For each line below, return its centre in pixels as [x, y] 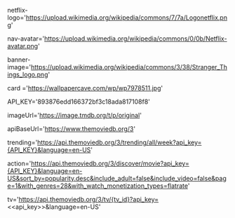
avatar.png [23, 46]
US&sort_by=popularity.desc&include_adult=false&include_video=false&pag [117, 178]
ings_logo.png [28, 74]
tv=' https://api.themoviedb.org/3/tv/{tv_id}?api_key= [83, 199]
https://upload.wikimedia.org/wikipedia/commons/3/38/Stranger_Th [129, 67]
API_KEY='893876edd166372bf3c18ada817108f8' [79, 102]
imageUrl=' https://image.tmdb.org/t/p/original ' [75, 115]
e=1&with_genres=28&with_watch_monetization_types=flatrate [98, 186]
